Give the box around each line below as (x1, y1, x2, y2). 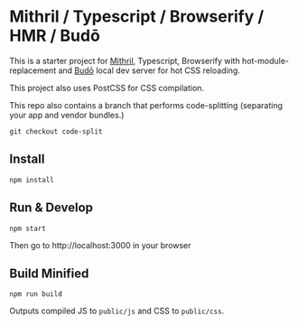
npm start (9, 224, 47, 233)
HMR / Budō (9, 25, 101, 46)
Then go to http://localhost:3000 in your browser (9, 239, 191, 250)
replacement (9, 65, 57, 76)
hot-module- (242, 55, 290, 66)
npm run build (9, 290, 63, 299)
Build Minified (9, 265, 89, 281)
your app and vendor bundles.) (9, 109, 125, 120)
